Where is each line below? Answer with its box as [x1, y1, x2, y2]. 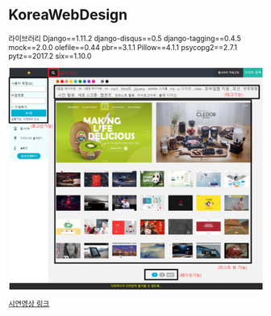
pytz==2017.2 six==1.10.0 [8, 51, 92, 61]
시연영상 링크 [8, 299, 50, 309]
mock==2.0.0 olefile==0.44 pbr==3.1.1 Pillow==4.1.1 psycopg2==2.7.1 [8, 42, 238, 52]
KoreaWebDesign [8, 6, 127, 24]
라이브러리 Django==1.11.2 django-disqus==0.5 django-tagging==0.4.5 [8, 33, 242, 43]
